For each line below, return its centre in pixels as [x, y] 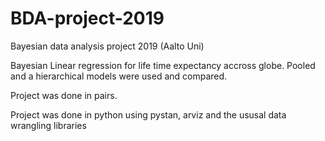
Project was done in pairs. [64, 95]
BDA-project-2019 [87, 18]
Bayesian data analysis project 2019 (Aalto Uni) [107, 46]
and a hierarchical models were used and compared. [119, 76]
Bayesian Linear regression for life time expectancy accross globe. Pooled [163, 65]
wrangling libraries [48, 125]
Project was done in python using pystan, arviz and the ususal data [148, 114]
